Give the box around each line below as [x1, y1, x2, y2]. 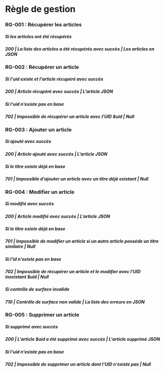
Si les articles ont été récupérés [5, 33, 72, 39]
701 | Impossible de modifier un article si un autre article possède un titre [5, 238, 159, 244]
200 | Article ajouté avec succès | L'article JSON [5, 151, 108, 157]
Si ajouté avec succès [5, 138, 52, 144]
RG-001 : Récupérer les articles [5, 21, 82, 28]
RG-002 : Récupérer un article [5, 63, 79, 70]
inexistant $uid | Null [5, 274, 49, 280]
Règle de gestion [5, 3, 76, 15]
